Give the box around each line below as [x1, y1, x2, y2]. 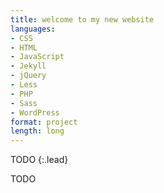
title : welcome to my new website [10, 14, 155, 25]
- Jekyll [10, 61, 47, 71]
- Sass [10, 98, 38, 108]
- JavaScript [10, 52, 65, 62]
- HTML [10, 42, 38, 53]
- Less [10, 80, 38, 90]
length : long [10, 126, 65, 136]
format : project [10, 117, 78, 127]
